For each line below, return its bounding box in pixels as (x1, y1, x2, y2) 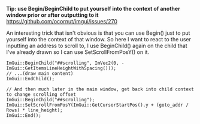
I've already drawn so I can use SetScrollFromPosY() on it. (6, 49, 150, 56)
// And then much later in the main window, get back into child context (6, 86, 195, 92)
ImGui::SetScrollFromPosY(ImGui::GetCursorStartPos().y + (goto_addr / (6, 102, 189, 108)
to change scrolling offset (6, 92, 77, 98)
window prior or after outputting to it (6, 11, 99, 19)
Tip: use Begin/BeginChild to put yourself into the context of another (6, 5, 181, 12)
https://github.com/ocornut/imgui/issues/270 (6, 18, 118, 25)
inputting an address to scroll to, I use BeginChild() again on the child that (6, 42, 187, 49)
